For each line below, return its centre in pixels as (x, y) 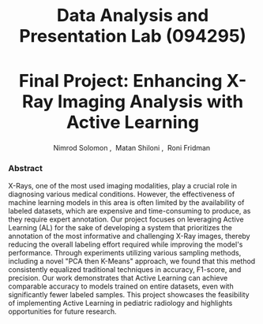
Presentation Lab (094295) (133, 36)
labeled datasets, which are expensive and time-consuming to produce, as (130, 210)
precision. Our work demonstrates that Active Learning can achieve (118, 277)
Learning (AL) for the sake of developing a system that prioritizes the (120, 227)
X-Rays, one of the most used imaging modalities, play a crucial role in (123, 185)
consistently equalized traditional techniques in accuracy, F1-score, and (125, 269)
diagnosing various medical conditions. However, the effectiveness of (122, 194)
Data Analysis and (133, 15)
